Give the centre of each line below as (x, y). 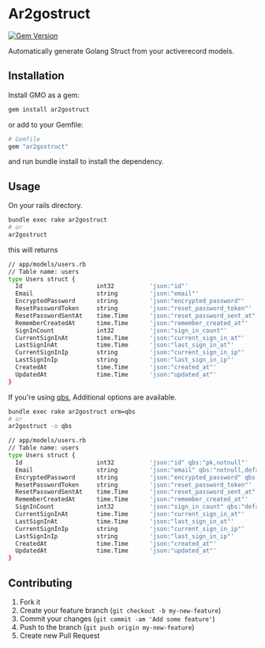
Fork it (30, 602)
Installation (36, 76)
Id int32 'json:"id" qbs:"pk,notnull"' (132, 462)
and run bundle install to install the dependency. (86, 161)
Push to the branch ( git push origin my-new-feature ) (107, 627)
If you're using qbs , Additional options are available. (92, 397)
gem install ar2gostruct (49, 109)
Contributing (40, 583)
